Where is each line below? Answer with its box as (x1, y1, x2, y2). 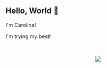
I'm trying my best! (5, 33, 51, 40)
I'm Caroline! (5, 21, 36, 28)
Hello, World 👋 (5, 6, 59, 16)
